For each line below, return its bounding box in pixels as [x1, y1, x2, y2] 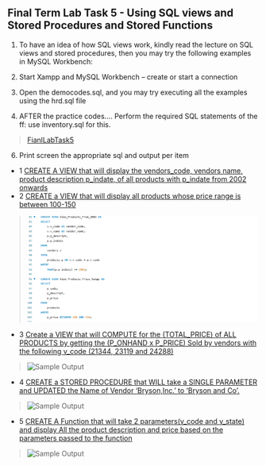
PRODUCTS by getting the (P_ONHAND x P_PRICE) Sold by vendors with [18, 338, 257, 348]
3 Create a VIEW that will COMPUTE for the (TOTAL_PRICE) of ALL [18, 329, 237, 340]
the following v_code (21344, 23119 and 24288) [18, 347, 174, 356]
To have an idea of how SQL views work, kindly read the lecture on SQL [18, 40, 253, 49]
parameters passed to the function [18, 433, 133, 443]
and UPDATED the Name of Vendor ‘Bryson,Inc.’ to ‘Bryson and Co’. [18, 386, 240, 395]
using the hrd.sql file [18, 95, 87, 106]
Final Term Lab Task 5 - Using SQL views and [7, 6, 234, 20]
